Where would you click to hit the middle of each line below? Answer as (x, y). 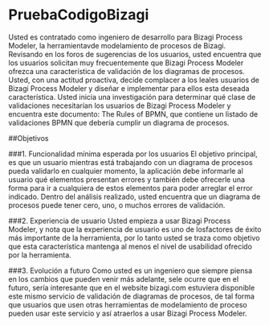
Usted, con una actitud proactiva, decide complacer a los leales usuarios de (134, 80)
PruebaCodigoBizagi (79, 15)
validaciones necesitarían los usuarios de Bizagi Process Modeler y (120, 105)
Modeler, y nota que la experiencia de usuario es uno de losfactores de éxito (135, 229)
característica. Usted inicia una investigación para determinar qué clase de (132, 97)
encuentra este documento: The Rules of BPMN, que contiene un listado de (133, 113)
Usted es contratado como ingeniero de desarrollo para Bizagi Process (126, 37)
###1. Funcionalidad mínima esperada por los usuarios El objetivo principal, (133, 154)
